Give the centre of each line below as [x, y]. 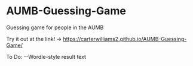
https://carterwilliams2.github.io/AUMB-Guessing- [125, 39]
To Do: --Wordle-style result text [46, 56]
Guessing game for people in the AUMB [55, 27]
